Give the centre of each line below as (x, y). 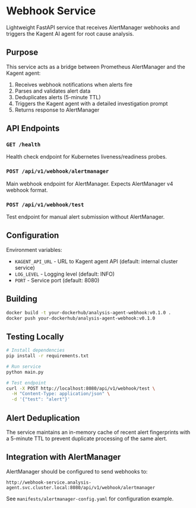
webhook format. (27, 190)
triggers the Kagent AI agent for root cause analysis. (70, 33)
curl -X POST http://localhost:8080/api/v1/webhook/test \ (81, 388)
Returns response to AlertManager (57, 110)
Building (22, 299)
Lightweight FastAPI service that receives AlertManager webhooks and (93, 27)
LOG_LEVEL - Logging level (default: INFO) (64, 274)
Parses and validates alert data (53, 91)
